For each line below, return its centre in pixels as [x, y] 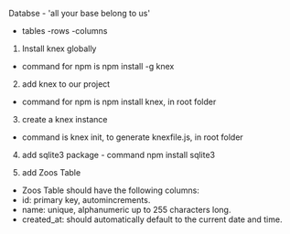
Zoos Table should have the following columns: [111, 190]
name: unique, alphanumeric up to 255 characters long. [126, 210]
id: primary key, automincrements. [86, 200]
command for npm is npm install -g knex [98, 66]
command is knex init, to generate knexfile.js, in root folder [132, 137]
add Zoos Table [51, 172]
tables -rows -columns [64, 31]
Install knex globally [59, 48]
